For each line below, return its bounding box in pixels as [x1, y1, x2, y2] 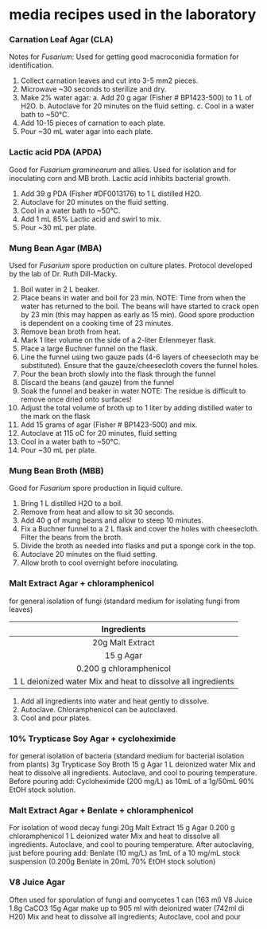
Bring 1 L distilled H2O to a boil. [20, 499, 123, 508]
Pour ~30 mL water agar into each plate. [20, 127, 153, 136]
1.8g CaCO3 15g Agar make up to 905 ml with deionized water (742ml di [9, 903, 245, 913]
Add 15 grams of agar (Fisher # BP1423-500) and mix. [20, 420, 198, 429]
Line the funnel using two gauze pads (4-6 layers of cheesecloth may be [20, 352, 259, 362]
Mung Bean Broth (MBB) [9, 465, 104, 476]
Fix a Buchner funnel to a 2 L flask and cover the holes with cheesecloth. [20, 524, 259, 534]
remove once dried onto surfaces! [20, 394, 132, 404]
